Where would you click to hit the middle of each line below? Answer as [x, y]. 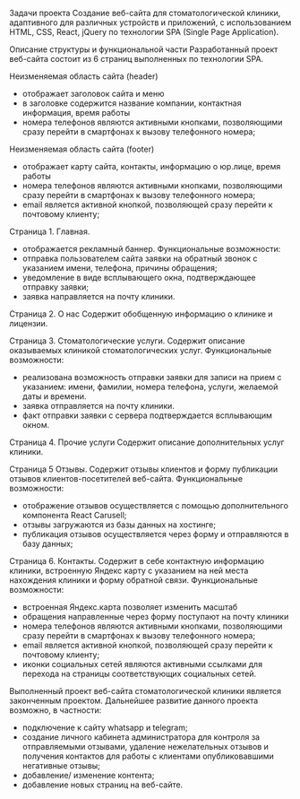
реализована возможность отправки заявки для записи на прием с [152, 377]
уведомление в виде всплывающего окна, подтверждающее [139, 278]
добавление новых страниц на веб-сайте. [103, 785]
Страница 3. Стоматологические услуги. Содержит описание [127, 341]
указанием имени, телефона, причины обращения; [120, 268]
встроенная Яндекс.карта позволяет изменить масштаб [130, 607]
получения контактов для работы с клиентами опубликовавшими [148, 756]
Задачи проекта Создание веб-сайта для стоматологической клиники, [145, 13]
